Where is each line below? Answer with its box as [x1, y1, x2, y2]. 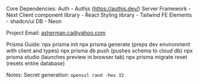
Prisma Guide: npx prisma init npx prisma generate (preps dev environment [6, 41, 191, 48]
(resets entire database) [6, 60, 66, 67]
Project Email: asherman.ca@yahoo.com [6, 29, 106, 36]
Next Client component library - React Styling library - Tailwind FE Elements [6, 11, 192, 18]
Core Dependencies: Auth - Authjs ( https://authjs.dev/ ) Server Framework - [6, 5, 191, 12]
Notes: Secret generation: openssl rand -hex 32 [6, 71, 124, 78]
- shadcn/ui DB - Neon [6, 18, 62, 24]
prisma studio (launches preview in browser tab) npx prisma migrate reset [6, 54, 188, 60]
